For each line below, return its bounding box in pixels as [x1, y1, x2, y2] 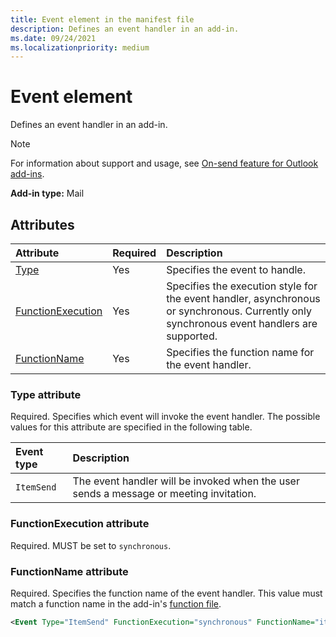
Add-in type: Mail [10, 187, 85, 200]
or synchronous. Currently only [166, 304, 312, 318]
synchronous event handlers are [166, 317, 318, 330]
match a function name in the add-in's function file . [10, 597, 222, 610]
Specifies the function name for [166, 346, 315, 359]
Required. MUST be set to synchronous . [10, 539, 172, 551]
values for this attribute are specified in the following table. [10, 421, 253, 433]
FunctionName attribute [10, 564, 129, 578]
